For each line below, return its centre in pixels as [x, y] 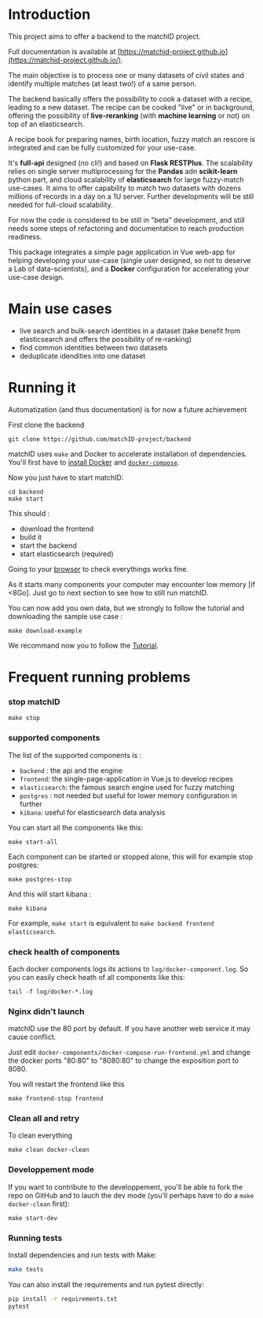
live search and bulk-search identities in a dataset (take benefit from [130, 330]
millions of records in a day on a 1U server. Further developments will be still [131, 196]
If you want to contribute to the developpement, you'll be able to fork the [126, 1186]
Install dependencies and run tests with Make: [82, 1255]
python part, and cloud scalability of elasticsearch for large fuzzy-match [126, 180]
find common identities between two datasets [93, 347]
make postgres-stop [40, 879]
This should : [29, 513]
